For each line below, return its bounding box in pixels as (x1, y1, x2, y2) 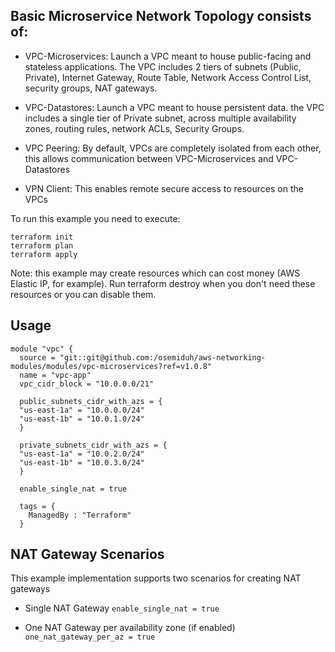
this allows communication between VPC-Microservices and (24, 152, 274, 164)
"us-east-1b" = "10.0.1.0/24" (19, 414, 145, 424)
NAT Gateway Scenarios (10, 546, 165, 563)
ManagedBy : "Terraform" (28, 510, 132, 520)
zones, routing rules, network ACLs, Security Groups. (24, 122, 245, 134)
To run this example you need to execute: (10, 212, 181, 224)
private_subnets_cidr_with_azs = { (19, 440, 168, 450)
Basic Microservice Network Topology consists (10, 8, 312, 25)
